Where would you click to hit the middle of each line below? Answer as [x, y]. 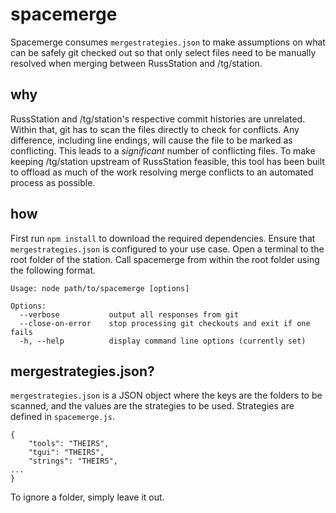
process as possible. [53, 182]
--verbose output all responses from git [129, 314]
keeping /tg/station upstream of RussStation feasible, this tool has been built [167, 161]
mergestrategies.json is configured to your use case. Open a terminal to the [167, 249]
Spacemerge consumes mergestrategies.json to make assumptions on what [168, 42]
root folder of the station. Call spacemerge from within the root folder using [165, 259]
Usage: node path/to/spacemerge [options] [100, 288]
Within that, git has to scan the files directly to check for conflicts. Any [155, 129]
